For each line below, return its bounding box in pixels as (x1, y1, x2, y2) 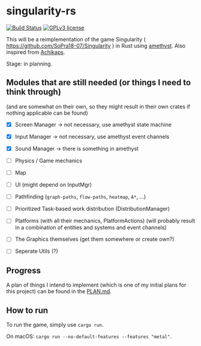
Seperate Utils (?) (14, 247, 58, 255)
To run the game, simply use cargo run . (6, 321, 104, 329)
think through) (6, 87, 61, 97)
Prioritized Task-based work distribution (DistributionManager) (14, 205, 170, 213)
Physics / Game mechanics (14, 157, 83, 164)
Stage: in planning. (6, 60, 53, 67)
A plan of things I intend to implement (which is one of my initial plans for (6, 281, 187, 289)
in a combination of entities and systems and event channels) (14, 224, 167, 231)
